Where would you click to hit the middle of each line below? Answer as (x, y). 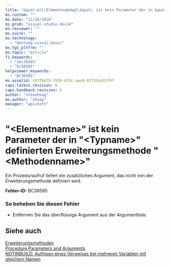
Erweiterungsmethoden (30, 243)
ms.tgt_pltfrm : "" (25, 48)
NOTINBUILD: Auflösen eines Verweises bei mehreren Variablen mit (76, 254)
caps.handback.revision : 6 (34, 90)
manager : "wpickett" (27, 104)
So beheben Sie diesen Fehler (42, 204)
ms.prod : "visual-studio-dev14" (39, 24)
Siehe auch (23, 231)
